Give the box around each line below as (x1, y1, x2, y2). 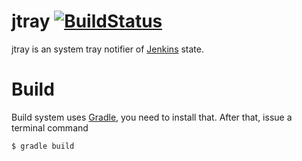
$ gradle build (11, 141, 75, 151)
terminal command (11, 121, 89, 134)
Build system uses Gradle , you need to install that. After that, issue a (11, 111, 293, 123)
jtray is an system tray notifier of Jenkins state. (11, 43, 205, 55)
